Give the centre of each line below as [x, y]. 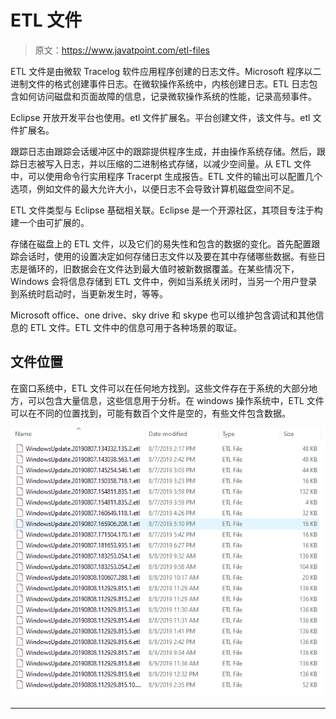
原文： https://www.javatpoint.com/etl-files [122, 50]
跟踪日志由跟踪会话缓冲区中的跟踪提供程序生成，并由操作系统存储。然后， [163, 151]
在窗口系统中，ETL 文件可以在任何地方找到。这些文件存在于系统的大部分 [160, 388]
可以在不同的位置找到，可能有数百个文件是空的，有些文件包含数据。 [150, 413]
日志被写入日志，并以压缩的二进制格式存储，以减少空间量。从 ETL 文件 [165, 163]
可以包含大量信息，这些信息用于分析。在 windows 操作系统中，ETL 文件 [176, 400]
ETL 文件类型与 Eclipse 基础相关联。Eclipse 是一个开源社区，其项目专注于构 [166, 210]
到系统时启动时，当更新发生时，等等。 [89, 293]
